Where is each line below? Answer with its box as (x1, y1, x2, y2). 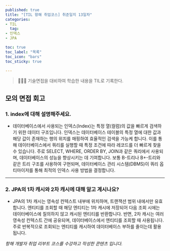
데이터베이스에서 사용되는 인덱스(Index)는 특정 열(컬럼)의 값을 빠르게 (12, 123, 148, 129)
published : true (5, 7, 39, 13)
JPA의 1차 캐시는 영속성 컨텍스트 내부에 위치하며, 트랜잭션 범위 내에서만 (12, 198, 154, 204)
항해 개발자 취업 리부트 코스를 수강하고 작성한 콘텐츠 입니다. (5, 241, 123, 247)
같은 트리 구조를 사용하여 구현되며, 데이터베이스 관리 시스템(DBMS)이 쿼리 (12, 161, 158, 167)
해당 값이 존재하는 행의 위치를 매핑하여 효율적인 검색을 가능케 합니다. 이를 (12, 136, 157, 142)
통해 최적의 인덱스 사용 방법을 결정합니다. (34, 168, 115, 174)
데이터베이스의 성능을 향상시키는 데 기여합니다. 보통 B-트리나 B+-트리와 (19, 155, 161, 161)
